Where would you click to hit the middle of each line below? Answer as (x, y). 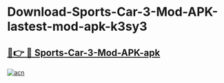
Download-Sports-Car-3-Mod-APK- (113, 12)
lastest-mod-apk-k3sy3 (77, 26)
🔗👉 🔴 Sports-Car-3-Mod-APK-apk (84, 52)
